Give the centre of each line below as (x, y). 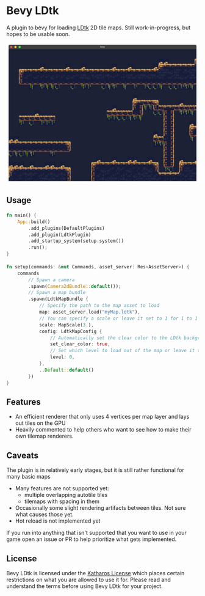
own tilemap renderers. (44, 436)
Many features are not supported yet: (62, 488)
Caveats (22, 455)
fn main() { (21, 215)
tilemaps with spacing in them (62, 501)
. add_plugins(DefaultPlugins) (67, 228)
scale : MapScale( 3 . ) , (67, 325)
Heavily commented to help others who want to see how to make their (103, 430)
